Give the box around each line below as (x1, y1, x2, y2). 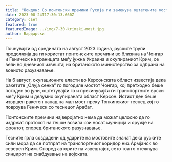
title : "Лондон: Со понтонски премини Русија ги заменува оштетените (5, 7, 157, 13)
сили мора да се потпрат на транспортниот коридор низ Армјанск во (5, 140, 158, 146)
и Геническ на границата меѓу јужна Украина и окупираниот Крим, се (5, 56, 159, 62)
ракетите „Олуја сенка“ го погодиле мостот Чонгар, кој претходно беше (5, 82, 163, 88)
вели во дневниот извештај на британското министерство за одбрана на (5, 62, 165, 67)
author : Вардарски (5, 31, 45, 36)
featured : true (5, 21, 38, 27)
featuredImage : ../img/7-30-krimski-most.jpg (5, 27, 104, 32)
